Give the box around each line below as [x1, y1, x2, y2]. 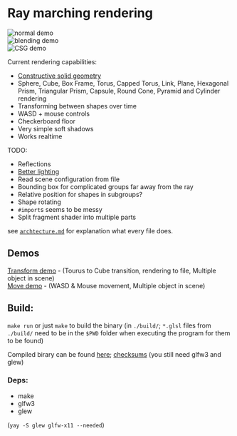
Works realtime [17, 132, 63, 141]
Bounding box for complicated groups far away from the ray [17, 182, 194, 191]
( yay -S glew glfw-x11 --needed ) [7, 420, 105, 429]
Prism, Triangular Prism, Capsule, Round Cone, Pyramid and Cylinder [17, 86, 221, 95]
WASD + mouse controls [17, 109, 90, 118]
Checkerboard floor [17, 116, 76, 126]
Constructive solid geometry [17, 71, 102, 80]
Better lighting [17, 167, 59, 176]
